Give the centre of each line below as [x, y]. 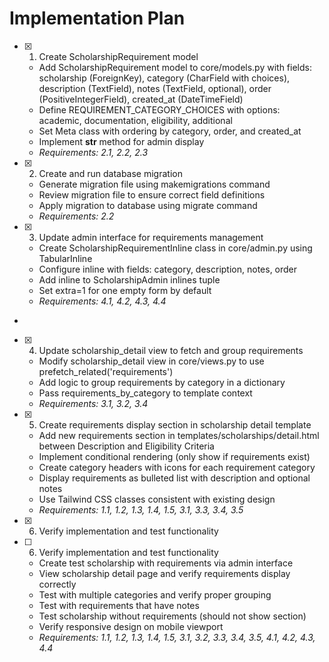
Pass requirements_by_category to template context [145, 393]
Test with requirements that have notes [119, 605]
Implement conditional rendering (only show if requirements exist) [174, 456]
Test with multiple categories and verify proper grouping [155, 594]
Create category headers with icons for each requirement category [177, 467]
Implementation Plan [97, 18]
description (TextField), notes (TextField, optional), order [155, 88]
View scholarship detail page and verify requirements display [164, 573]
